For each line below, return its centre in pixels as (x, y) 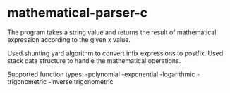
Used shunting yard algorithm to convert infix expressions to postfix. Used (115, 53)
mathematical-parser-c (78, 13)
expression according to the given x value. (69, 39)
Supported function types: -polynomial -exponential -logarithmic (101, 74)
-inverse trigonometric (81, 81)
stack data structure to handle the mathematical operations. (94, 60)
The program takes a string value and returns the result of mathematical (112, 32)
